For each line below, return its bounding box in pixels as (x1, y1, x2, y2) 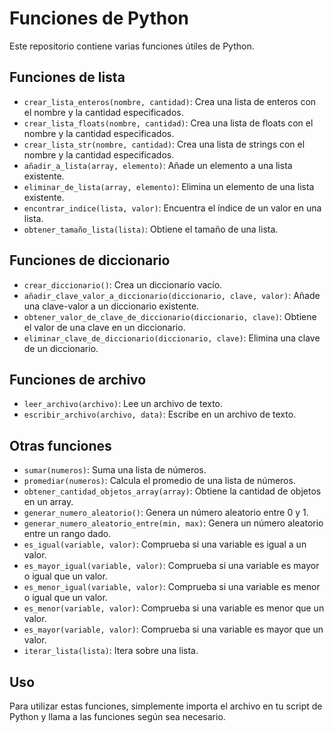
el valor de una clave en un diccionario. (23, 321, 186, 333)
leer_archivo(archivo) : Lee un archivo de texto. (23, 398, 224, 410)
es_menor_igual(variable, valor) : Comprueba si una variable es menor (23, 581, 321, 593)
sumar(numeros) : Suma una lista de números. (23, 464, 207, 476)
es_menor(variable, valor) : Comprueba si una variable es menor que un (23, 602, 325, 614)
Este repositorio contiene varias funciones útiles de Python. (9, 40, 255, 52)
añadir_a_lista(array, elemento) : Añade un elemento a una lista (23, 159, 293, 171)
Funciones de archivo (9, 371, 147, 388)
